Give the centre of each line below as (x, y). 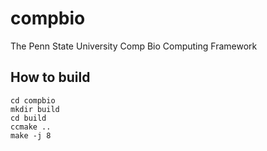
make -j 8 (31, 135)
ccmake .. (31, 127)
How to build (50, 77)
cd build (28, 118)
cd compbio (33, 100)
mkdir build (35, 109)
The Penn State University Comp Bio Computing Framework (134, 46)
